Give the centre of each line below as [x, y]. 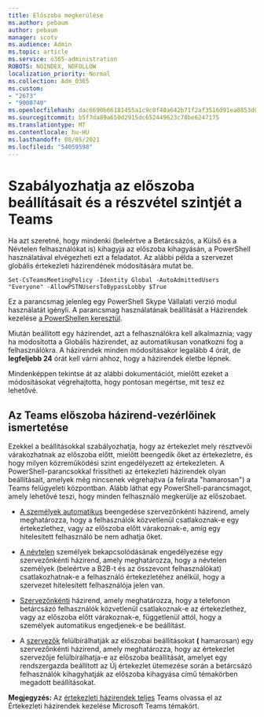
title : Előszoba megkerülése [56, 15]
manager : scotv [33, 37]
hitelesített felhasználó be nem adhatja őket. [91, 537]
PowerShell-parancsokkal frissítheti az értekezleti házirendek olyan [117, 471]
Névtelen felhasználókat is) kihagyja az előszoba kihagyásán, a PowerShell [130, 249]
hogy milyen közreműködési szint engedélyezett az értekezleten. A [117, 463]
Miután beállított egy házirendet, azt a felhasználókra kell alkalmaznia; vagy [130, 334]
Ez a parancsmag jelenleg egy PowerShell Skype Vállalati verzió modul [123, 302]
